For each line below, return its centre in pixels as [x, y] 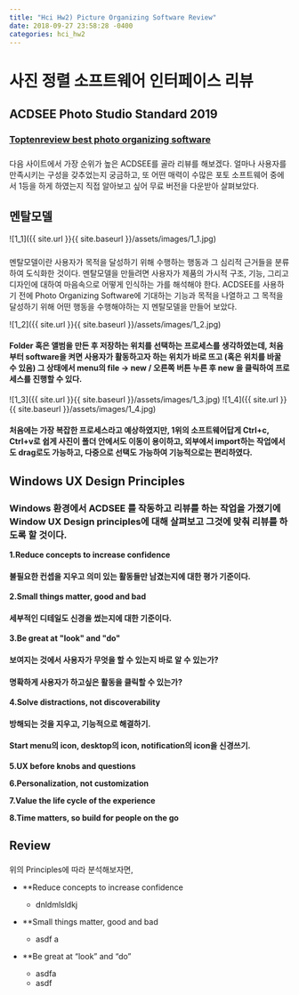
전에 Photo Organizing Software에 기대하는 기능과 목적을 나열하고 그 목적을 [151, 295]
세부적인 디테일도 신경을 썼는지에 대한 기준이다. [90, 618]
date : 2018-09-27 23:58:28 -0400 [71, 26]
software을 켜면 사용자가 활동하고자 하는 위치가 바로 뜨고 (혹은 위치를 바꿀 [154, 357]
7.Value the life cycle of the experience [82, 801]
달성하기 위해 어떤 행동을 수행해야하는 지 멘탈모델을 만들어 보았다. [123, 306]
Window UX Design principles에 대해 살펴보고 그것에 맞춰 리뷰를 [143, 522]
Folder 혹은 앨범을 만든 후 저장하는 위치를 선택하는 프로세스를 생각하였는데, [138, 346]
